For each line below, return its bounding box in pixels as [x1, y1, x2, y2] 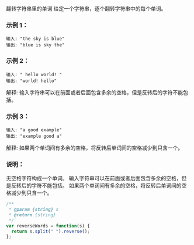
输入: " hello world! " [6, 72, 63, 77]
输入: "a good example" [6, 127, 63, 133]
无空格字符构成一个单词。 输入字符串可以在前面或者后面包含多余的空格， [6, 175, 182, 182]
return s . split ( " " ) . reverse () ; [11, 228, 91, 234]
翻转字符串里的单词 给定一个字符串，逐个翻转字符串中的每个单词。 [6, 5, 167, 12]
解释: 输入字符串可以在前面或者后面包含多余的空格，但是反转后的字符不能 [6, 89, 183, 96]
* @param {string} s [8, 207, 59, 213]
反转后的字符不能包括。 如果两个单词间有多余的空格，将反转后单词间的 [11, 182, 182, 189]
